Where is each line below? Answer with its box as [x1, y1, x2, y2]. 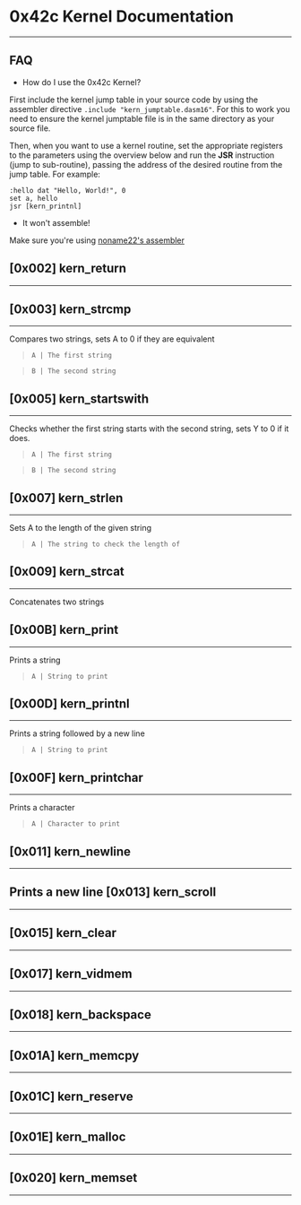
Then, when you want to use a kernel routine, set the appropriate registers [9, 140, 284, 151]
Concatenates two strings [9, 596, 105, 607]
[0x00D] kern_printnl [9, 697, 130, 712]
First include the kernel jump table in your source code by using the [9, 94, 258, 105]
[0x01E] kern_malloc [9, 1130, 126, 1145]
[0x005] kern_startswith [9, 391, 150, 406]
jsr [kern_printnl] [9, 202, 82, 211]
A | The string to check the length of [30, 540, 181, 549]
